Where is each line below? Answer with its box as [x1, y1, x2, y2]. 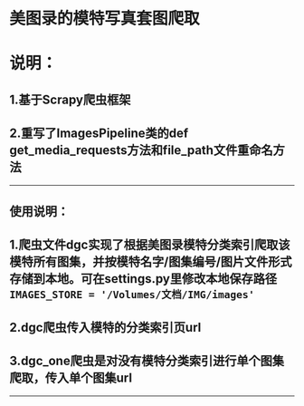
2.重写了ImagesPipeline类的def [9, 126, 189, 141]
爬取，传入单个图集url [9, 371, 133, 386]
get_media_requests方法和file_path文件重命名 [9, 142, 273, 159]
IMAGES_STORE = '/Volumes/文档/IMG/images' [9, 288, 255, 302]
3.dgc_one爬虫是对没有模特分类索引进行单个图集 [9, 353, 285, 369]
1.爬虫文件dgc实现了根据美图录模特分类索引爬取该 [9, 237, 290, 253]
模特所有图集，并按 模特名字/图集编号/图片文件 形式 [9, 255, 292, 270]
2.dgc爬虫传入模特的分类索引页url [9, 319, 202, 335]
